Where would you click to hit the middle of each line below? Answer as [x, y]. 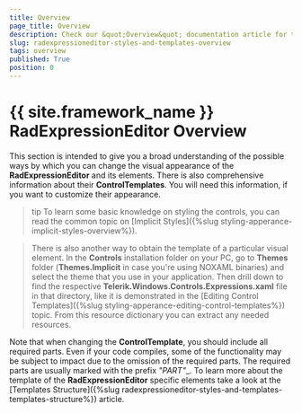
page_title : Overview [50, 26]
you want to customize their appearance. [85, 194]
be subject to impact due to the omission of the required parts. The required [150, 361]
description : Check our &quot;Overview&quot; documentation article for [148, 34]
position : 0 [31, 68]
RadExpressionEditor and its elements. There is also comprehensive [137, 175]
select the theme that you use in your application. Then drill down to [157, 277]
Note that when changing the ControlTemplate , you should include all [138, 341]
